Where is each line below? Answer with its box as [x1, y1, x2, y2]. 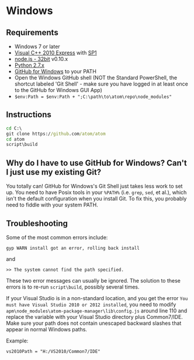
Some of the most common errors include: [6, 233, 108, 241]
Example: [6, 337, 29, 344]
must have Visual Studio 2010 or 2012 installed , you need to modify [6, 301, 176, 308]
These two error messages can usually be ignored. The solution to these [6, 277, 181, 284]
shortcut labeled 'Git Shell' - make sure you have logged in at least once [14, 80, 189, 87]
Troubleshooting [6, 218, 68, 228]
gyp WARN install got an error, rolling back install [6, 245, 140, 251]
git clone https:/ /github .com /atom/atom [6, 131, 106, 137]
